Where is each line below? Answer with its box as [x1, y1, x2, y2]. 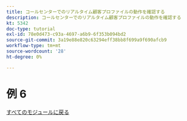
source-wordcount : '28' [6, 48, 67, 54]
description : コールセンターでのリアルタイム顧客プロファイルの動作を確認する [6, 15, 182, 21]
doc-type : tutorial [6, 25, 56, 32]
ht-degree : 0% [6, 54, 42, 60]
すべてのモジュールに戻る [6, 108, 70, 116]
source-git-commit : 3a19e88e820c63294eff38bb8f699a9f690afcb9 [6, 37, 167, 43]
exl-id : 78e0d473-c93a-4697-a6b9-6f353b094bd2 [6, 31, 126, 38]
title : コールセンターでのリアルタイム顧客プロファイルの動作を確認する [6, 8, 165, 15]
